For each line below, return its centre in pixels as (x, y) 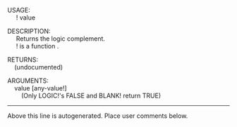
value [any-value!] (40, 88)
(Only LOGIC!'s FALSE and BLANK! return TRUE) (91, 95)
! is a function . (37, 46)
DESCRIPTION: (29, 31)
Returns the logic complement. (61, 39)
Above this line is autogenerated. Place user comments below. (98, 116)
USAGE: (19, 10)
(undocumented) (38, 67)
